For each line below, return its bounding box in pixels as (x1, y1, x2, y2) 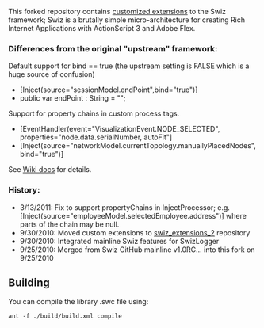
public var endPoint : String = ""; (19, 93, 126, 103)
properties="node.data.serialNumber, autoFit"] (19, 132, 173, 142)
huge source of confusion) (8, 70, 95, 79)
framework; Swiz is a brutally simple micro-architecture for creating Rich (8, 15, 246, 25)
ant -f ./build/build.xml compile (8, 312, 123, 320)
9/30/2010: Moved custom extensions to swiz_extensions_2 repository (19, 227, 251, 237)
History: (8, 185, 40, 196)
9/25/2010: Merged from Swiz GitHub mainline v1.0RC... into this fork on (19, 245, 255, 254)
